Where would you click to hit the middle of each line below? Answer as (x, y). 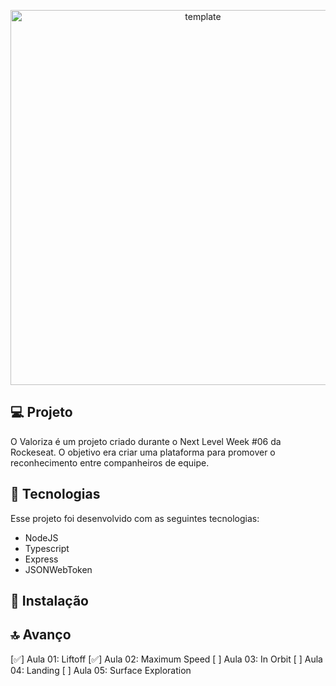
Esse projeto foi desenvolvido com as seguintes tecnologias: (135, 518)
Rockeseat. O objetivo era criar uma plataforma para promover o (143, 452)
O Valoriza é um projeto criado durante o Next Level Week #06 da (146, 441)
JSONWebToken (58, 569)
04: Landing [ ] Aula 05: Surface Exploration (101, 670)
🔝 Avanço (41, 635)
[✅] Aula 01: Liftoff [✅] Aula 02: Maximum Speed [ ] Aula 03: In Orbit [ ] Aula (166, 659)
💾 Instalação (49, 601)
